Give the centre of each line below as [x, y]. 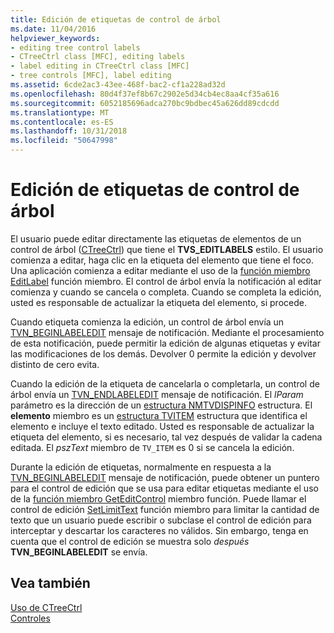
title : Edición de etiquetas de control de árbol [116, 19]
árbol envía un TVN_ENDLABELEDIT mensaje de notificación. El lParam [157, 394]
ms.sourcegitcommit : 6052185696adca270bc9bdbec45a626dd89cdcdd [145, 103]
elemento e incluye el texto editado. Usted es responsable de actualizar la [162, 426]
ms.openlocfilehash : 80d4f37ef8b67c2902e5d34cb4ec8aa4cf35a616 [145, 94]
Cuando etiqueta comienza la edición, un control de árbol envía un [147, 322]
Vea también [50, 583]
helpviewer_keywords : [55, 38]
